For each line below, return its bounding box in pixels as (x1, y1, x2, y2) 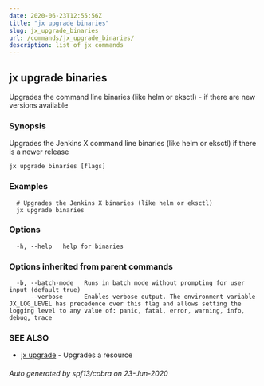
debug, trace (9, 314, 53, 322)
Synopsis (9, 120, 46, 132)
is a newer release (9, 147, 69, 156)
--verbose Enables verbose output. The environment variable (30, 293, 256, 301)
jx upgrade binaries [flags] (9, 163, 106, 171)
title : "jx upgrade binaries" (9, 19, 110, 27)
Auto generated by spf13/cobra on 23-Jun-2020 (9, 368, 168, 379)
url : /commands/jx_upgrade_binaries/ (9, 33, 135, 42)
